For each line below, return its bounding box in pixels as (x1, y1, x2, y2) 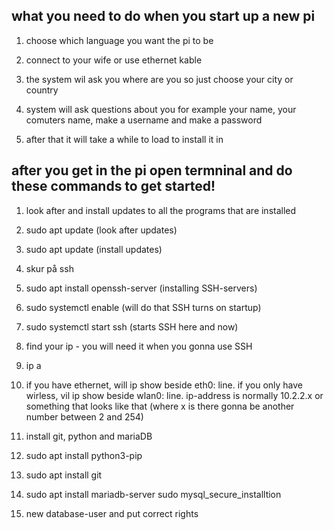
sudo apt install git (25, 469, 103, 481)
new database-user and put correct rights (25, 507, 199, 519)
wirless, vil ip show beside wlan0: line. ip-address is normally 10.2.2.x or (25, 389, 324, 401)
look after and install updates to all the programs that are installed (25, 204, 297, 216)
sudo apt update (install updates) (25, 243, 163, 255)
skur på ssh (25, 262, 74, 274)
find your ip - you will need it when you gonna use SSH (25, 340, 253, 352)
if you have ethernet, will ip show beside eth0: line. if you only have (25, 379, 303, 391)
